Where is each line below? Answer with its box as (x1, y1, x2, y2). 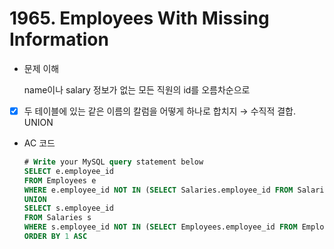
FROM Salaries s (23, 213, 92, 223)
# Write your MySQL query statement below (23, 157, 204, 167)
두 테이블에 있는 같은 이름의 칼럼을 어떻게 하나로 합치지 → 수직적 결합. (23, 105, 297, 117)
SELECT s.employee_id (23, 203, 114, 214)
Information (9, 28, 109, 51)
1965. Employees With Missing (9, 7, 270, 30)
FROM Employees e (23, 175, 97, 186)
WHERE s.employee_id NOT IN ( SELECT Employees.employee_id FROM (23, 222, 298, 232)
